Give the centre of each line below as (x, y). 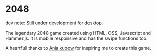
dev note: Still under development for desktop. (54, 23)
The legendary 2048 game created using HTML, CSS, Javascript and (78, 33)
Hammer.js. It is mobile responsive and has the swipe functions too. (76, 38)
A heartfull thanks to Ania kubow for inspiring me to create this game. (79, 48)
